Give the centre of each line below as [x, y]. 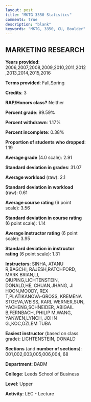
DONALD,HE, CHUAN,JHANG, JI [40, 285]
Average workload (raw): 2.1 [35, 177]
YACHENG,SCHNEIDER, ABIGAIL [40, 307]
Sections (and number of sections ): [43, 348]
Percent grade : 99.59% [30, 112]
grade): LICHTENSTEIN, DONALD [40, 339]
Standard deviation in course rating [44, 218]
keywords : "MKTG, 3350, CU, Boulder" [45, 29]
